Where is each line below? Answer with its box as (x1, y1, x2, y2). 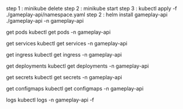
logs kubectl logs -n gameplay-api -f (6, 96, 95, 103)
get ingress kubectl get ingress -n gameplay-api (6, 51, 122, 58)
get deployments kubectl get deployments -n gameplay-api (6, 62, 149, 69)
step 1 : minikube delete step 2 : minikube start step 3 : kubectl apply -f (6, 5, 177, 12)
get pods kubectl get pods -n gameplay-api (6, 29, 111, 36)
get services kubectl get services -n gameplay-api (6, 40, 127, 47)
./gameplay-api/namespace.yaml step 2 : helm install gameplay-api (6, 11, 168, 18)
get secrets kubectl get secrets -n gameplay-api (6, 74, 122, 80)
